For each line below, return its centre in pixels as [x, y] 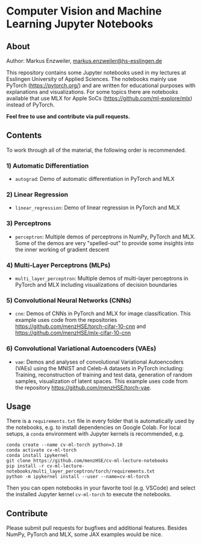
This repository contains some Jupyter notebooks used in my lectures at [96, 73]
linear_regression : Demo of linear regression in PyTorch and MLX [97, 208]
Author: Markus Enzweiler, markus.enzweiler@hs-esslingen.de [84, 61]
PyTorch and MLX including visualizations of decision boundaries [96, 285]
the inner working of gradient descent [62, 249]
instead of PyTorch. [30, 105]
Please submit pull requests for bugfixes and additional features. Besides [97, 528]
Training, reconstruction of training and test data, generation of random [104, 375]
